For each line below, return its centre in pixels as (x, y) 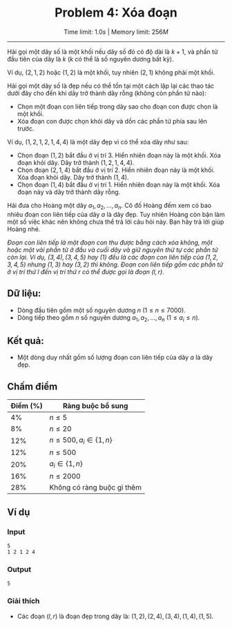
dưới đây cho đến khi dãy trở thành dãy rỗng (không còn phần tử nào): (107, 93)
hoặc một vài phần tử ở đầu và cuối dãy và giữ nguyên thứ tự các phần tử (113, 249)
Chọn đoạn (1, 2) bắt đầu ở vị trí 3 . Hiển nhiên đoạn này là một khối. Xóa (119, 155)
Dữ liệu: (24, 294)
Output (19, 569)
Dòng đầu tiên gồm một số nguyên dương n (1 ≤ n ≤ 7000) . (101, 310)
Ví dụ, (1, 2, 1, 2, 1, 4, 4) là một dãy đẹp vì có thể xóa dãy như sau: (98, 142)
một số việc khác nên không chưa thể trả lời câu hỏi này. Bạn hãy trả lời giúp (116, 222)
